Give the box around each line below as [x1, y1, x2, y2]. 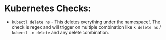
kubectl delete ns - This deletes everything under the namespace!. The [11, 19, 160, 25]
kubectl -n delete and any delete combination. [11, 29, 110, 35]
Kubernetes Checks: [4, 3, 91, 14]
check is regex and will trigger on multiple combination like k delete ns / [11, 24, 161, 30]
